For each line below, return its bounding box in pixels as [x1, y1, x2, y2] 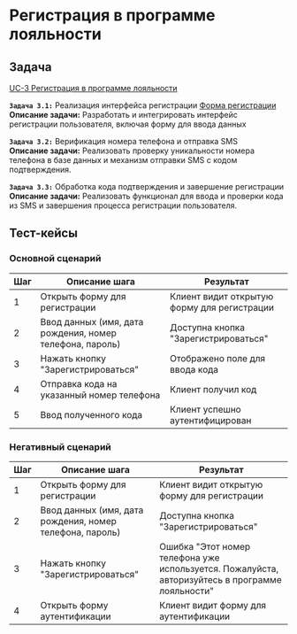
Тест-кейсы [9, 226, 78, 241]
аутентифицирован [169, 414, 252, 426]
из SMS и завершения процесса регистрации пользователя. [9, 200, 238, 211]
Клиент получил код [169, 383, 257, 395]
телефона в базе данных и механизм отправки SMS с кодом [9, 155, 238, 165]
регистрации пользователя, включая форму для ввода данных [9, 119, 247, 129]
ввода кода [169, 363, 219, 375]
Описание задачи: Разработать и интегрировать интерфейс [9, 110, 239, 120]
